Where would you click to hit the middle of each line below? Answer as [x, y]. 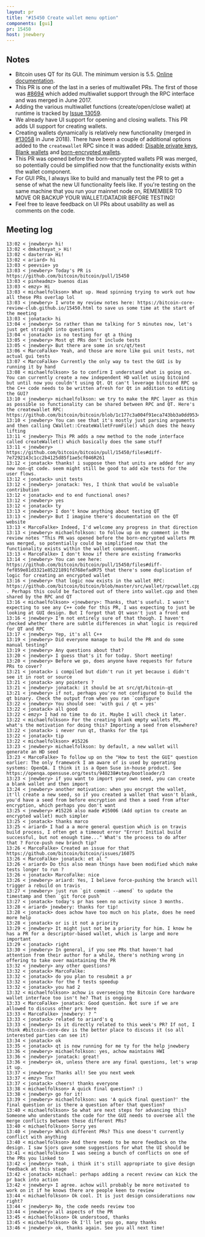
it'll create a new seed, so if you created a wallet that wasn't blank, [102, 795]
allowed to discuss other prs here [52, 1008]
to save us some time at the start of [146, 308]
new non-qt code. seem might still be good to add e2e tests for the [97, 468]
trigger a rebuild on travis [43, 886]
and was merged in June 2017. [53, 100]
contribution [23, 490]
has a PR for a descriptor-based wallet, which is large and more [92, 934]
